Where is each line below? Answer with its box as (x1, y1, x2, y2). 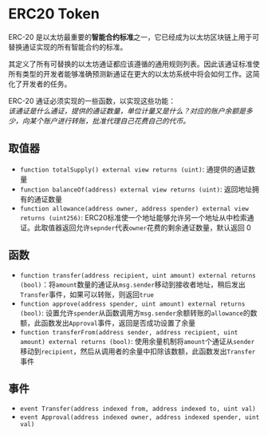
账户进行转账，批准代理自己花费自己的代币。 (42, 116, 190, 125)
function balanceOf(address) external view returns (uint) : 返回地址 (19, 184, 253, 194)
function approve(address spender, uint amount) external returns (19, 300, 246, 308)
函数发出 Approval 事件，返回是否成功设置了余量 (41, 318, 196, 327)
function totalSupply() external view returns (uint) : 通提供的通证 (19, 164, 249, 174)
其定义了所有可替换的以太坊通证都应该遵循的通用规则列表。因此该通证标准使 (8, 59, 260, 69)
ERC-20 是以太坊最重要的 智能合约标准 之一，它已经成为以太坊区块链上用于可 (8, 32, 259, 42)
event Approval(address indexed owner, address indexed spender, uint (19, 413, 260, 421)
